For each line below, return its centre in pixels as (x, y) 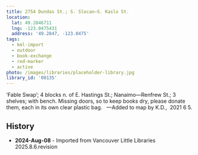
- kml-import (28, 45)
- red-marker (28, 61)
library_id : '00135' (32, 78)
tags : (13, 39)
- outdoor (24, 50)
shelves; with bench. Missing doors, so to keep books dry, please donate (96, 101)
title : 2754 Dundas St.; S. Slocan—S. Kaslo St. (68, 12)
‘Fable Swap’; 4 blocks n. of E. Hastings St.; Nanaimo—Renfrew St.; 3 (91, 95)
